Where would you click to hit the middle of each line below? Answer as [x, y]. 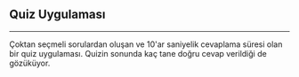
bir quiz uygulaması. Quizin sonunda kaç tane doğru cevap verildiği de [138, 53]
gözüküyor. [30, 63]
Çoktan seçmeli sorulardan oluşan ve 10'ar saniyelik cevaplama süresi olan [146, 44]
